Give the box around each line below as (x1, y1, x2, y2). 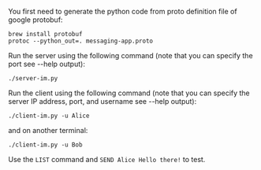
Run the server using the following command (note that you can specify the (8, 51, 254, 60)
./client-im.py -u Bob (8, 141, 83, 149)
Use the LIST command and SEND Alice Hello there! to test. (8, 155, 206, 164)
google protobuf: (8, 15, 63, 24)
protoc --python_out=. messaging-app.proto (8, 37, 154, 45)
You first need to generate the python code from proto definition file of (8, 7, 238, 16)
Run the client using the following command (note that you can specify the (8, 88, 250, 98)
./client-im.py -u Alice (8, 112, 90, 120)
